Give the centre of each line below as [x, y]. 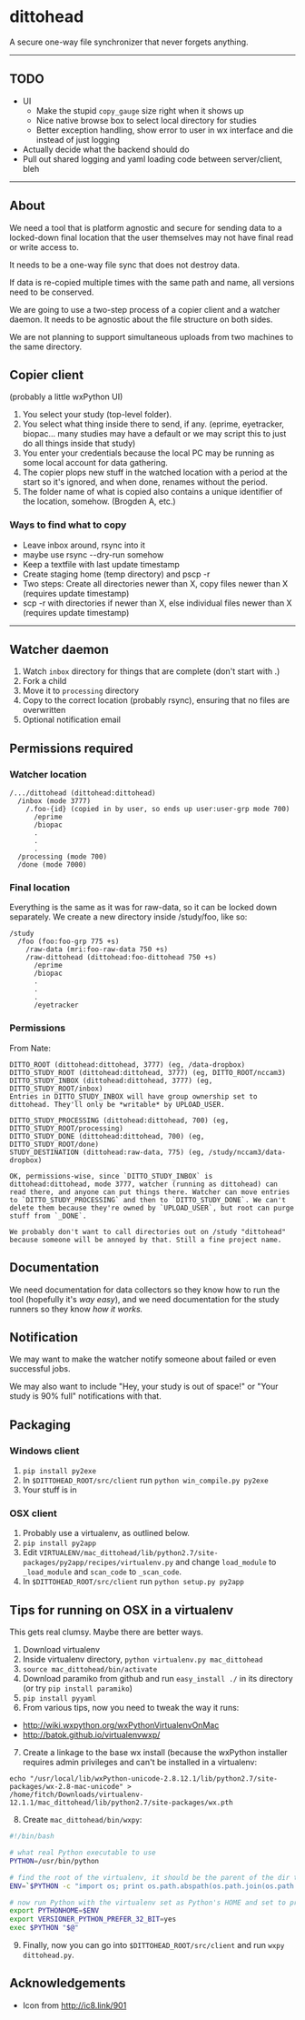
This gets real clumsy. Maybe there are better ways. [107, 1632]
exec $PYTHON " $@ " [44, 1928]
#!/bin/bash [32, 1836]
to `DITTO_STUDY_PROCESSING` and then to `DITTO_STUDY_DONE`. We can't [148, 1200]
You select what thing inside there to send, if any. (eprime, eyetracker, [153, 424]
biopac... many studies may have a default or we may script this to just [154, 434]
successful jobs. [40, 1369]
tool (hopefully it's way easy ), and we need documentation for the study [144, 1299]
